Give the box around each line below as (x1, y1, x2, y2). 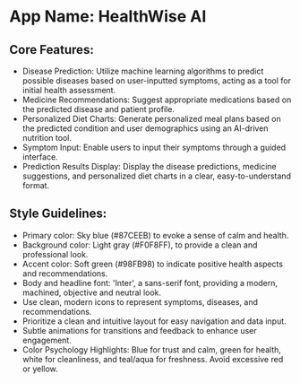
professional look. (21, 248, 89, 259)
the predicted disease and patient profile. (21, 104, 175, 114)
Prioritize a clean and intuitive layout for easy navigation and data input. (21, 316, 287, 326)
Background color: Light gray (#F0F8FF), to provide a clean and (21, 239, 258, 250)
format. (21, 180, 50, 190)
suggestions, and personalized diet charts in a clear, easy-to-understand (21, 170, 291, 181)
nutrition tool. (21, 133, 72, 143)
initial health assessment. (21, 85, 116, 95)
